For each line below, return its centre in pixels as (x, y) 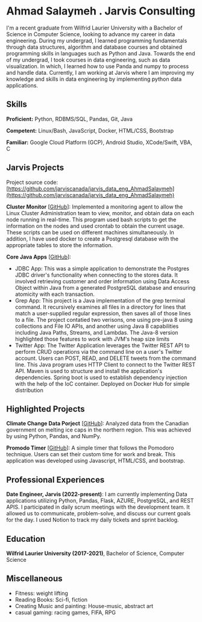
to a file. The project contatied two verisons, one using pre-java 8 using (104, 319)
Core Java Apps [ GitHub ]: (39, 257)
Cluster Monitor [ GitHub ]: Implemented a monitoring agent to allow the (95, 207)
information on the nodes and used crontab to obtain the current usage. (95, 226)
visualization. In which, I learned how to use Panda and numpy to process (97, 66)
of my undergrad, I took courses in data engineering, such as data (88, 60)
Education (26, 539)
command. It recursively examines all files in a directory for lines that (100, 307)
